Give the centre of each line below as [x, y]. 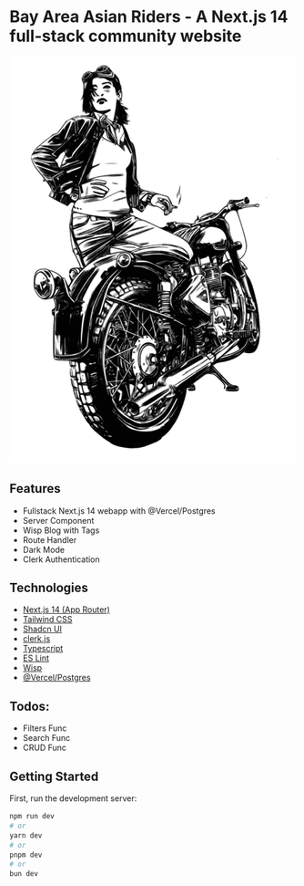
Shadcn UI [42, 629]
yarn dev [26, 835]
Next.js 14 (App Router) [66, 610]
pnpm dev [26, 855]
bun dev [24, 874]
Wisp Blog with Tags [61, 530]
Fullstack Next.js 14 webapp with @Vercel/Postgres [119, 511]
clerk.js [36, 639]
